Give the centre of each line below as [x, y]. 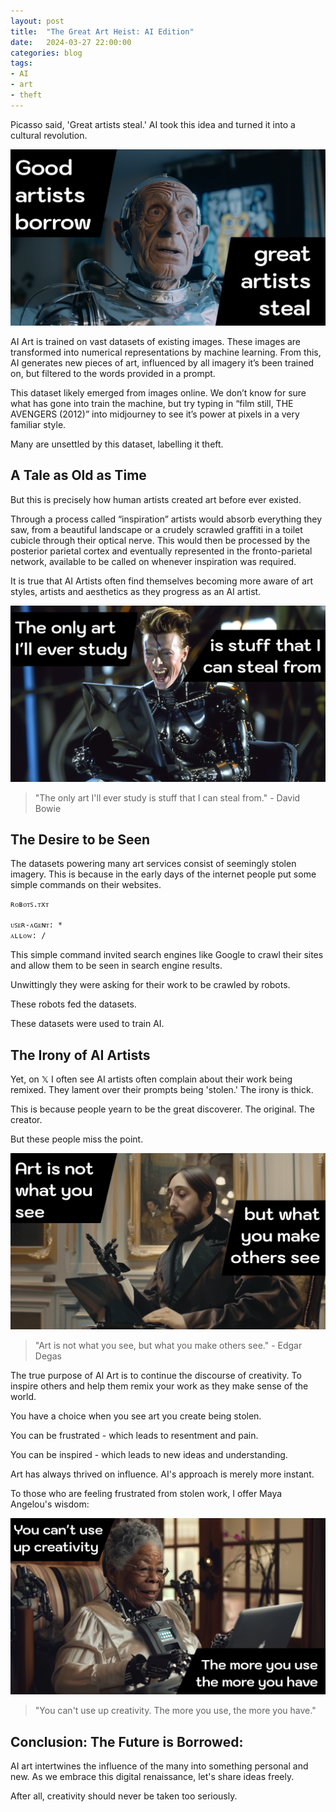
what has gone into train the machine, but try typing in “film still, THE [152, 403]
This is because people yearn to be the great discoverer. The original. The [162, 1109]
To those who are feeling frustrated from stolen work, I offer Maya [146, 1494]
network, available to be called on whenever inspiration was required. [153, 561]
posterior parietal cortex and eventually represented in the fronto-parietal [161, 551]
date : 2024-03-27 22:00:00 [71, 42]
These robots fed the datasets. [73, 1004]
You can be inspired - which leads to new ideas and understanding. [149, 1455]
